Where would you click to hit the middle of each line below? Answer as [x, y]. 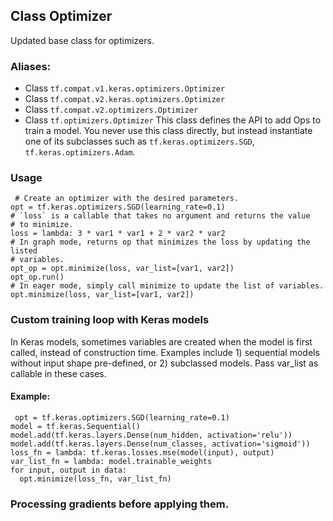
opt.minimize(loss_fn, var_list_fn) [95, 479]
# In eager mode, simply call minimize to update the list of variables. [167, 286]
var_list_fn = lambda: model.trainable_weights [111, 461]
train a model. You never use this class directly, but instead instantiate [168, 131]
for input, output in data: [69, 470]
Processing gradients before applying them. [120, 504]
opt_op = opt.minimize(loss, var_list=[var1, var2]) [122, 269]
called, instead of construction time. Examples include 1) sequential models [165, 352]
